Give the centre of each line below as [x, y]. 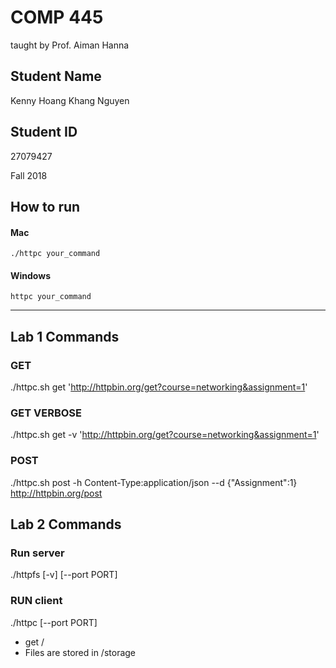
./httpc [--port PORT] [54, 622]
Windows [30, 275]
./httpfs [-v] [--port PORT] [64, 575]
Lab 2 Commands [66, 524]
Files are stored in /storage [80, 652]
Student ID [44, 132]
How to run [45, 206]
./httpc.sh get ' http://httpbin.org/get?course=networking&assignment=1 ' [159, 387]
